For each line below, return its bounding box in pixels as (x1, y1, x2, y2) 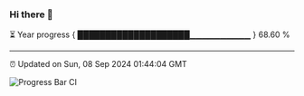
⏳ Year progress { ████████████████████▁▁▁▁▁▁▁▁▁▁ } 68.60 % (9, 29, 291, 40)
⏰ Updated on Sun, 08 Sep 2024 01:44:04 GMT (9, 59, 187, 70)
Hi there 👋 (9, 8, 54, 21)
